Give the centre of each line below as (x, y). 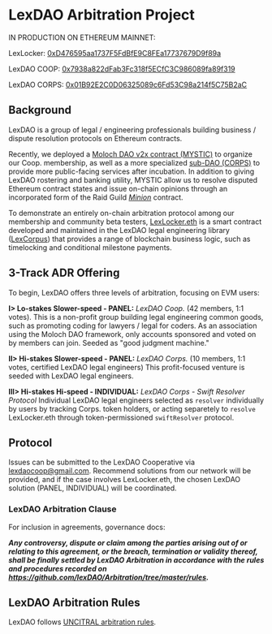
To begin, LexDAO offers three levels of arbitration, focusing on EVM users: (134, 292)
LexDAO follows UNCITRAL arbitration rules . (82, 622)
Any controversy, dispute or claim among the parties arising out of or (128, 542)
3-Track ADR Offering (64, 273)
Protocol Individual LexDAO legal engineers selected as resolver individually (136, 400)
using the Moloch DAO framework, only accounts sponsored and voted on (132, 334)
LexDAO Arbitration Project (101, 15)
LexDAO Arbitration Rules (74, 603)
